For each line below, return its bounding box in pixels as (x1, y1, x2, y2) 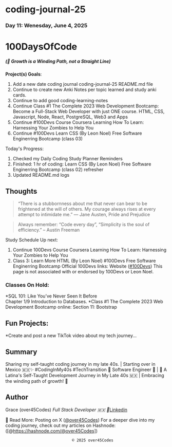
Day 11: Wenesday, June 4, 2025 (5, 22, 88, 29)
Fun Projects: (5, 319, 49, 327)
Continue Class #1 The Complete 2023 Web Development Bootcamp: (12, 103, 159, 109)
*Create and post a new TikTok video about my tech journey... (5, 332, 137, 339)
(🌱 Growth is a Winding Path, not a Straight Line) (5, 58, 111, 64)
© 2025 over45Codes (71, 438, 114, 443)
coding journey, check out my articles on (5, 422, 92, 429)
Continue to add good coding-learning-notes (12, 98, 108, 104)
